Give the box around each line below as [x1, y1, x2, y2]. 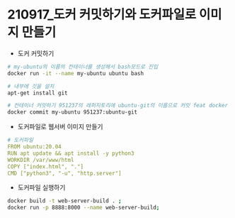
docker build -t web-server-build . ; [7, 197, 122, 205]
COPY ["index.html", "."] [7, 163, 84, 170]
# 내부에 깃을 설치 [7, 82, 55, 89]
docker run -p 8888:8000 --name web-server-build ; [7, 204, 160, 212]
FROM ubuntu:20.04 [7, 143, 62, 151]
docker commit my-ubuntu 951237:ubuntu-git [7, 109, 138, 116]
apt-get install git [7, 89, 69, 97]
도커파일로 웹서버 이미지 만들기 [17, 122, 103, 131]
